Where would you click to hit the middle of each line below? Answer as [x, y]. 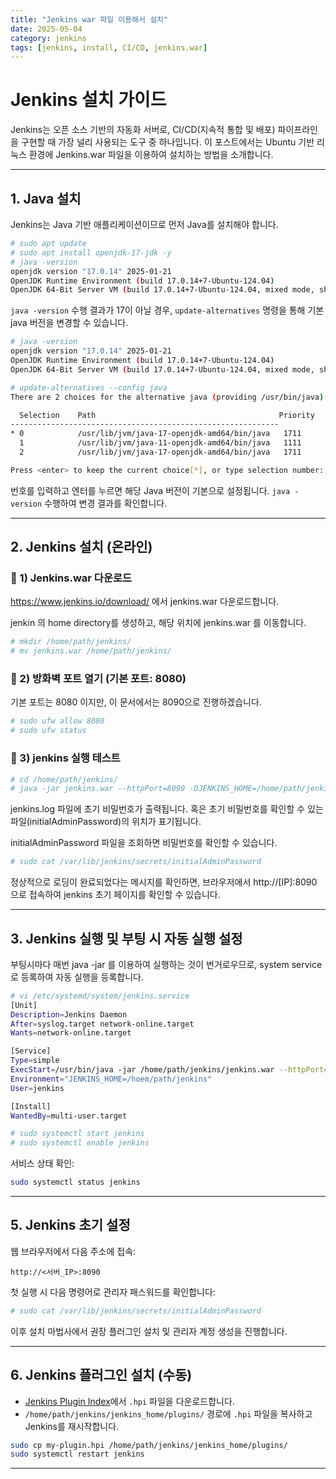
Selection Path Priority [167, 415]
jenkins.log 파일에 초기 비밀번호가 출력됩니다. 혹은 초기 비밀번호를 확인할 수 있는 [167, 809]
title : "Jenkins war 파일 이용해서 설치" [89, 19]
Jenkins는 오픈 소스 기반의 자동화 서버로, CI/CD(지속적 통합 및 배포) [143, 130]
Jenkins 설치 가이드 [88, 100]
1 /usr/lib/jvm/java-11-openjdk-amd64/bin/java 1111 [160, 443]
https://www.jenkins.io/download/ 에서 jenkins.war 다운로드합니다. [145, 602]
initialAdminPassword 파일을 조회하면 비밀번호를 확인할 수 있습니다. [144, 843]
